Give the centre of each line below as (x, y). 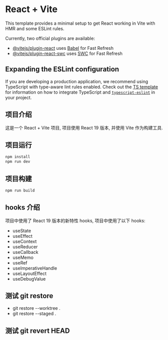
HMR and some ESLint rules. (35, 28)
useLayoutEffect (30, 274)
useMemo (23, 257)
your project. (18, 97)
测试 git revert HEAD (38, 331)
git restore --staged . (34, 314)
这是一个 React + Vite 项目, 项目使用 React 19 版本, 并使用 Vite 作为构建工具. (84, 127)
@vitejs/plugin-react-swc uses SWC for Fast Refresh (67, 53)
